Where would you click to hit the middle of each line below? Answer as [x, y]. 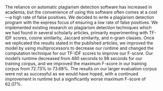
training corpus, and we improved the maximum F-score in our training [76, 63]
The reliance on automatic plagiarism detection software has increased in [79, 7]
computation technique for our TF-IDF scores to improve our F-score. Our [79, 53]
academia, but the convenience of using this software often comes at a [76, 12]
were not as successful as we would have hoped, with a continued [72, 74]
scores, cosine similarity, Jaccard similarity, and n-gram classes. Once [84, 38]
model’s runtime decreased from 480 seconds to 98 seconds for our [74, 58]
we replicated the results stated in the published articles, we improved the [79, 43]
